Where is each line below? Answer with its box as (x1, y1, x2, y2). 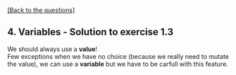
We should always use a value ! (7, 45, 97, 53)
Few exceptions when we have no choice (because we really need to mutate (7, 52, 229, 60)
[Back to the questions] (7, 6, 75, 14)
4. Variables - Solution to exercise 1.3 (7, 26, 174, 38)
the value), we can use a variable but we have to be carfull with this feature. (7, 60, 229, 68)
